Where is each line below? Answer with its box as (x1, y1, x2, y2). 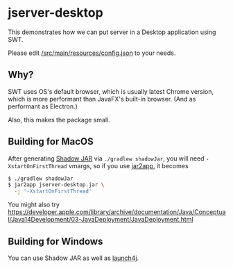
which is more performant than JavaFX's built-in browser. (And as (8, 95, 196, 103)
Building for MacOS (8, 136, 94, 147)
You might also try (8, 200, 60, 209)
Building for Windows (8, 235, 103, 247)
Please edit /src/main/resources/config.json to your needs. (8, 49, 176, 57)
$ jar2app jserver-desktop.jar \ (8, 181, 105, 188)
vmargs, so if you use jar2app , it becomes (68, 161, 189, 170)
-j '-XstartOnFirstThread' (14, 188, 92, 195)
